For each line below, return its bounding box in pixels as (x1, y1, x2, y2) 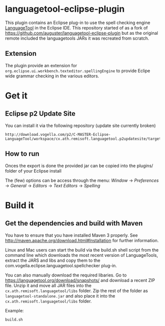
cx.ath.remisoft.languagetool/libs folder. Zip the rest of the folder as (5, 288, 148, 294)
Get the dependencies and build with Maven (5, 219, 143, 227)
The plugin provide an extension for (5, 62, 78, 68)
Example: (5, 307, 24, 313)
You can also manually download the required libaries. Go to (5, 272, 127, 278)
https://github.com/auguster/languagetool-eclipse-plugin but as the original (5, 30, 158, 36)
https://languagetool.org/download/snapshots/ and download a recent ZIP (5, 277, 155, 283)
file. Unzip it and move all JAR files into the (5, 282, 92, 288)
